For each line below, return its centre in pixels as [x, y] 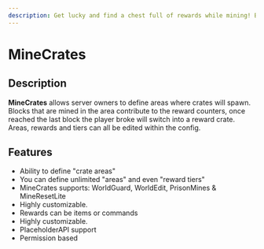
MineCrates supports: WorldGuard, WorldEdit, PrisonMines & [118, 188]
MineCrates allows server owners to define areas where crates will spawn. [130, 102]
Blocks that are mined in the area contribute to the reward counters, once [127, 110]
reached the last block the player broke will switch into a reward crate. [122, 119]
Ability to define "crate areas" [68, 171]
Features [30, 152]
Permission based [49, 238]
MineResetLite [43, 196]
